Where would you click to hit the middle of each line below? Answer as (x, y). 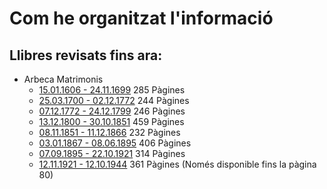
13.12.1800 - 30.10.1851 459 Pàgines (111, 121)
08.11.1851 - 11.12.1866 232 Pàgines (109, 132)
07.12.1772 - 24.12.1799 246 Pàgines (112, 111)
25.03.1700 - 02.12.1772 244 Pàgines (114, 100)
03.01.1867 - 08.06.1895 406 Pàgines (115, 143)
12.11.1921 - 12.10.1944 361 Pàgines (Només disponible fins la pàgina (177, 164)
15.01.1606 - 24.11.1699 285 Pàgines (112, 90)
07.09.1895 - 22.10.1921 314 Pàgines (112, 153)
